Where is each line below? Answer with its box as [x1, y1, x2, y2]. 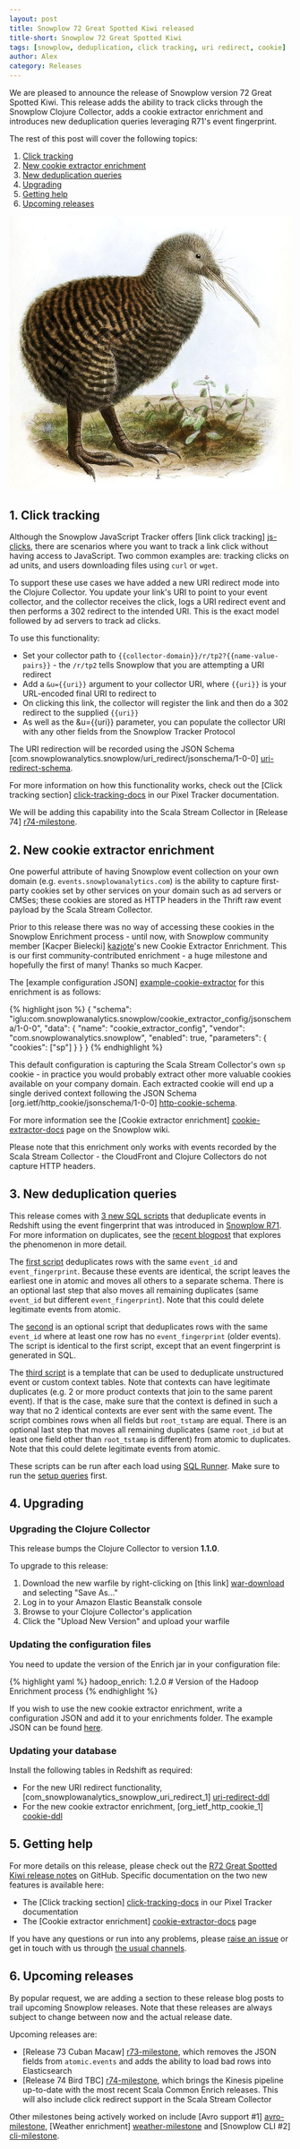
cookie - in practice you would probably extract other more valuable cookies [9, 1069, 292, 1079]
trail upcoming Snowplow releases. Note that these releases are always [9, 2002, 273, 2013]
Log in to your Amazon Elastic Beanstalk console [21, 1597, 202, 1608]
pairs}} [21, 661, 51, 671]
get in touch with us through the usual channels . [9, 1942, 187, 1953]
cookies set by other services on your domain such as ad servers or [30, 885, 282, 896]
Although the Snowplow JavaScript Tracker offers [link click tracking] [9, 531, 266, 542]
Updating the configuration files [9, 1638, 152, 1651]
